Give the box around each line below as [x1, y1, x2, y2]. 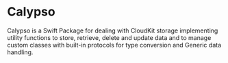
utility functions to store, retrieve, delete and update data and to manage [7, 33, 212, 41]
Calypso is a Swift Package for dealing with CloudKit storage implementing [7, 26, 218, 35]
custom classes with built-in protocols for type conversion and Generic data [7, 41, 222, 49]
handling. [7, 48, 34, 56]
